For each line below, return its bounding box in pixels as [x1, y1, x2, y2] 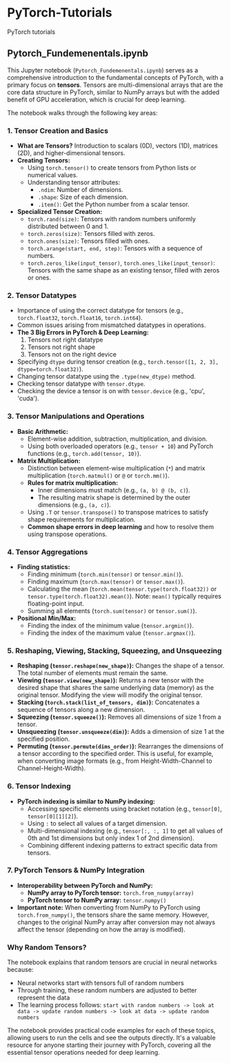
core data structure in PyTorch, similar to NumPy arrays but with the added [7, 88, 220, 96]
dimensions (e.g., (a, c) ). [37, 500, 112, 508]
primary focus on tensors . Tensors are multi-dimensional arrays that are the [7, 81, 223, 89]
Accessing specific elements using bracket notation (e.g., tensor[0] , [27, 804, 223, 813]
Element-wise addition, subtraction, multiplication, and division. [27, 435, 208, 443]
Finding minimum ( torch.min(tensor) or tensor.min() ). [27, 570, 183, 578]
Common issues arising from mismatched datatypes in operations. [17, 321, 206, 329]
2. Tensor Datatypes [7, 290, 77, 300]
